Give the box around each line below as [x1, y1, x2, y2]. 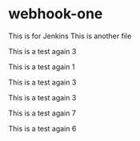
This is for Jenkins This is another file [8, 31, 132, 41]
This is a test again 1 [8, 61, 75, 72]
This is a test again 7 [8, 108, 76, 118]
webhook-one [8, 5, 103, 23]
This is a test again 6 [8, 123, 77, 133]
